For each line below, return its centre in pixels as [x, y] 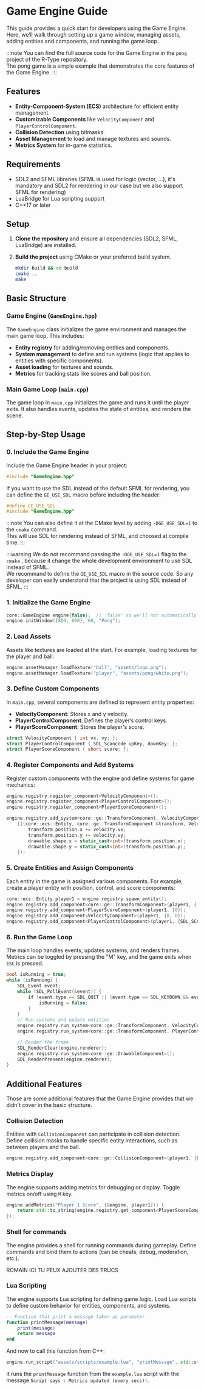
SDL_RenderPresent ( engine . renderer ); [65, 1059]
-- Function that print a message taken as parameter [76, 1317]
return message [36, 1334]
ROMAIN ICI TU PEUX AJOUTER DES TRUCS [62, 1270]
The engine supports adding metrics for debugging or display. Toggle [93, 1187]
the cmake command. [32, 529]
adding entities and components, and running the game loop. [83, 41]
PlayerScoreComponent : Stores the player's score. [80, 726]
